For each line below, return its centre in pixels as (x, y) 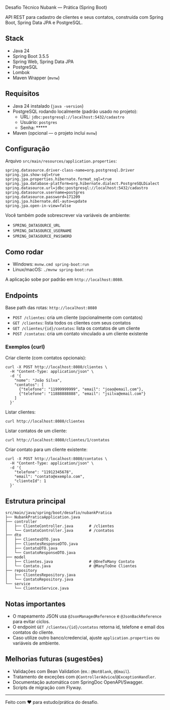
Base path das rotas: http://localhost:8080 (51, 308)
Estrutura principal (35, 501)
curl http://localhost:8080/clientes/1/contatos (57, 440)
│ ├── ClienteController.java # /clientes (60, 526)
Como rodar (25, 252)
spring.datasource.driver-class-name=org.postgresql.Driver (70, 170)
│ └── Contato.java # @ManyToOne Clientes (71, 566)
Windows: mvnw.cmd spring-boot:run (51, 264)
